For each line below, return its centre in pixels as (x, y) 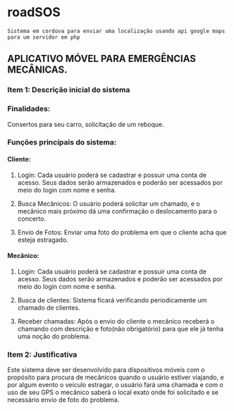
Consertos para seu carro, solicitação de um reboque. (86, 124)
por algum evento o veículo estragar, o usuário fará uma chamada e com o (115, 385)
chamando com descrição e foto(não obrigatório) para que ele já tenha (121, 329)
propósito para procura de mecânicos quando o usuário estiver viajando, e (116, 377)
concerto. (31, 219)
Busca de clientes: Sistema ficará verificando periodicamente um (112, 300)
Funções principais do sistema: (62, 142)
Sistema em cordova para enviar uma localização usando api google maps (116, 31)
